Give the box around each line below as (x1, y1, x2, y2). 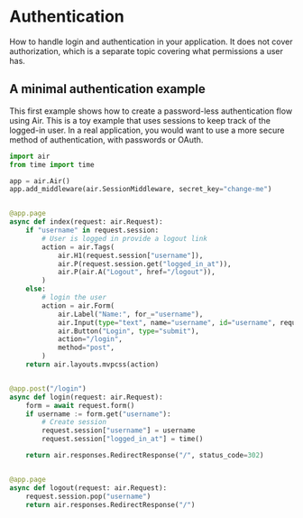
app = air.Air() (9, 176, 70, 186)
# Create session (41, 418, 106, 427)
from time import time (9, 160, 95, 169)
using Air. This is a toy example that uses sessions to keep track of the (9, 115, 271, 125)
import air (9, 152, 50, 161)
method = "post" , (57, 343, 115, 353)
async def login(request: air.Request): (9, 393, 164, 402)
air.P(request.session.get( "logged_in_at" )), (57, 259, 232, 268)
